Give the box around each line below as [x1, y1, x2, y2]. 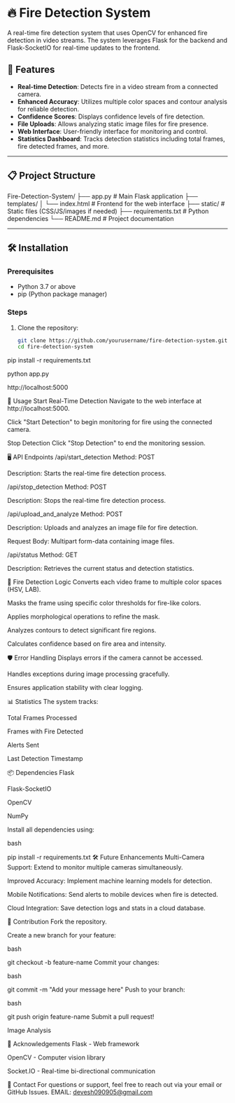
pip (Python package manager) [17, 290, 108, 299]
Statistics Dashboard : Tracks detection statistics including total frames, [17, 135, 225, 143]
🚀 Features [7, 64, 55, 76]
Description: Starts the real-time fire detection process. [7, 469, 166, 478]
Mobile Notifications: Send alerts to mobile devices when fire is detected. [7, 891, 218, 899]
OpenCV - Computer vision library [7, 1053, 106, 1062]
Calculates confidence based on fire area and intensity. [7, 640, 166, 648]
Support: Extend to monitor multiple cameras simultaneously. [7, 863, 183, 872]
